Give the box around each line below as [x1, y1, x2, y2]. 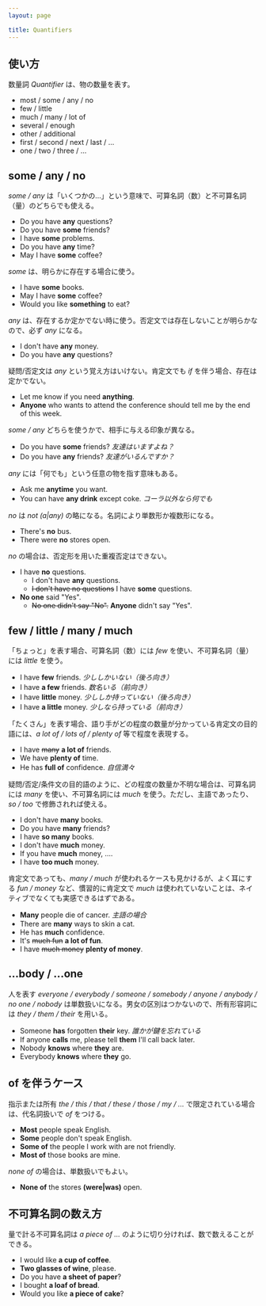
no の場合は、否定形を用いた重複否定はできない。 [8, 551, 172, 561]
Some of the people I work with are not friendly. [19, 1141, 177, 1151]
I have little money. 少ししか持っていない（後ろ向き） [19, 692, 196, 702]
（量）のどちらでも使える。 [8, 201, 99, 211]
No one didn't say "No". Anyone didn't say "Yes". [31, 601, 192, 611]
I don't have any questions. [31, 576, 121, 585]
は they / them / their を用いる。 [8, 1009, 112, 1019]
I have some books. [19, 283, 85, 292]
